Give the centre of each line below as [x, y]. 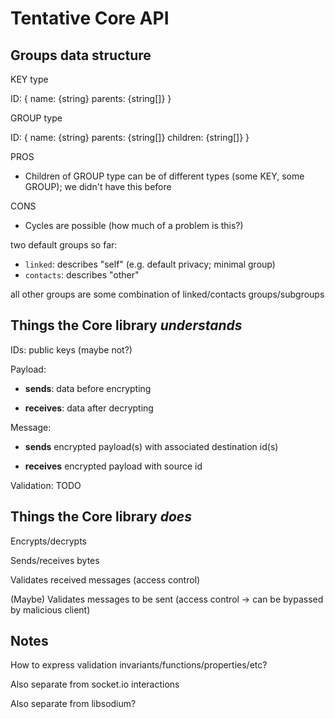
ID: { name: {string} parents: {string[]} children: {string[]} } [130, 137]
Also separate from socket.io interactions [95, 684]
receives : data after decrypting [89, 408]
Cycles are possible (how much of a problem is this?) [134, 225]
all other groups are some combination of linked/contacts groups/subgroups [167, 294]
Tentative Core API [90, 18]
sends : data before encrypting [88, 388]
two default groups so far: [64, 245]
